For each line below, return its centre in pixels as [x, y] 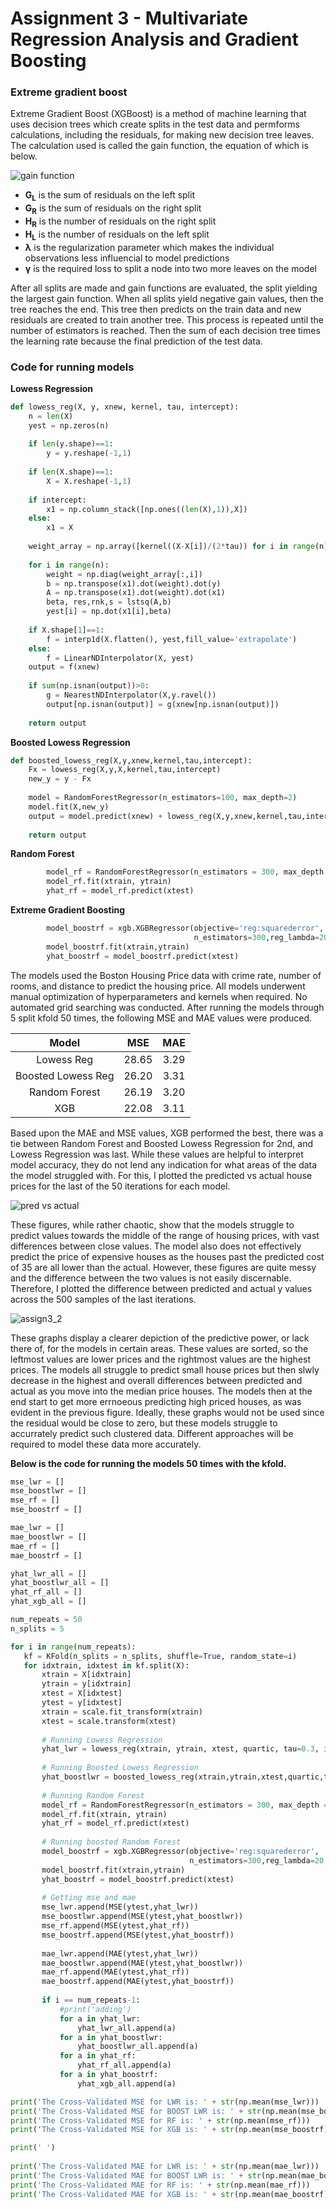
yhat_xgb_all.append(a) [127, 2083]
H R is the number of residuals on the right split [120, 222]
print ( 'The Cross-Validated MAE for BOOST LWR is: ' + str [136, 2175]
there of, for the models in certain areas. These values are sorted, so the [159, 1348]
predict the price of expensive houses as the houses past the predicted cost [167, 1256]
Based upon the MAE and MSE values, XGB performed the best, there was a [167, 1133]
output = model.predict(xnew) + [95, 816]
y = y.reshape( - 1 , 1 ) [89, 453]
